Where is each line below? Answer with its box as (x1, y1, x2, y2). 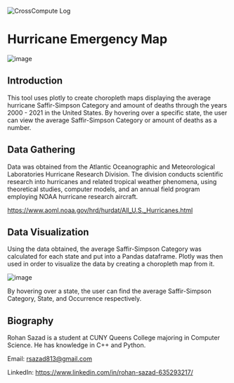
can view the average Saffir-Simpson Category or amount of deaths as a (7, 116, 218, 124)
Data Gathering (7, 144, 76, 156)
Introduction (7, 74, 63, 87)
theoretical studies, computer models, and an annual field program (7, 185, 200, 193)
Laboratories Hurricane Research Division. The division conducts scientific (7, 169, 223, 178)
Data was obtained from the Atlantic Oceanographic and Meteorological (7, 162, 216, 171)
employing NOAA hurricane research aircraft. (7, 192, 138, 200)
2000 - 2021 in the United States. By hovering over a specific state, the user (7, 108, 228, 117)
